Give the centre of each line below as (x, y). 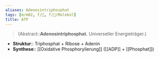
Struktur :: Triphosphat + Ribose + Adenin (56, 44)
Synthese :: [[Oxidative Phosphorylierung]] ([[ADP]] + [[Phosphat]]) (83, 49)
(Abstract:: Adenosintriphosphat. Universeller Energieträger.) (82, 34)
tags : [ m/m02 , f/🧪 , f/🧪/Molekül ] (41, 15)
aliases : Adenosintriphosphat (37, 10)
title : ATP (17, 19)
